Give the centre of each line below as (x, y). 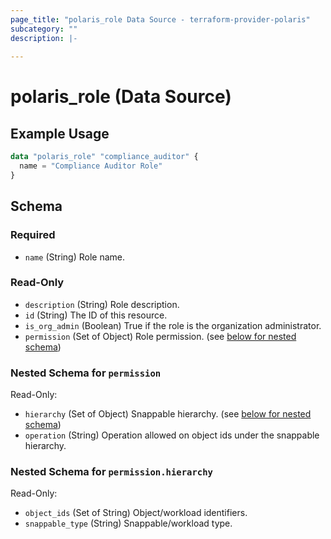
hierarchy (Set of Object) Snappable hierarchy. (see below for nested (168, 414)
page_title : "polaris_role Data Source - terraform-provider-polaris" (160, 19)
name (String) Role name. (75, 257)
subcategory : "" (44, 29)
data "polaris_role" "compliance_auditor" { (104, 157)
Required (33, 235)
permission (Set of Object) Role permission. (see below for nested (160, 336)
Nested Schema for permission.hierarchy (111, 472)
